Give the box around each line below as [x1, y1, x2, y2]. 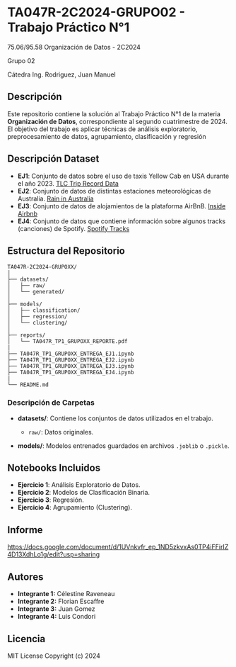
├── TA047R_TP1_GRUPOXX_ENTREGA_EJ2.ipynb [7, 357, 134, 364]
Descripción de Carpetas [7, 398, 95, 408]
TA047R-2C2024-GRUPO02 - [7, 4, 186, 21]
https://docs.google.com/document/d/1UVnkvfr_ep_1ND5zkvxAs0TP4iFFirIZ [7, 543, 229, 551]
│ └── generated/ [7, 288, 65, 296]
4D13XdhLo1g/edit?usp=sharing [7, 550, 100, 559]
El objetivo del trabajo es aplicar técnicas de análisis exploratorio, [7, 125, 198, 133]
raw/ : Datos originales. [28, 427, 94, 436]
